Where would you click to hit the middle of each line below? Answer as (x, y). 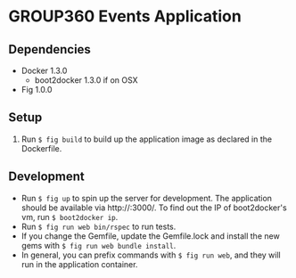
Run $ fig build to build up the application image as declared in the (147, 139)
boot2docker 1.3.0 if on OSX (86, 80)
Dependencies (49, 49)
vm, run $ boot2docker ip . (70, 217)
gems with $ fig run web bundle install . (99, 245)
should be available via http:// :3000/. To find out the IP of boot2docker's (154, 208)
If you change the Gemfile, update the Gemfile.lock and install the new (150, 236)
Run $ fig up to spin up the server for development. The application (147, 198)
